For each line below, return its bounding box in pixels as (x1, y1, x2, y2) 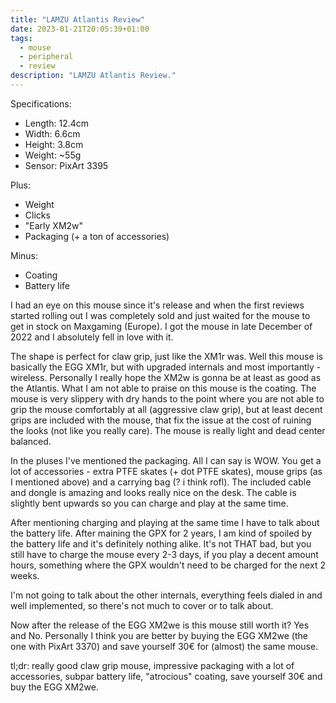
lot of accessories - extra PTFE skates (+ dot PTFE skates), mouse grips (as (10, 465, 323, 477)
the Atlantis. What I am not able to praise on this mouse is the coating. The (10, 382, 317, 394)
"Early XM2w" (24, 219, 84, 231)
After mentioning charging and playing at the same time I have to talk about (10, 516, 320, 528)
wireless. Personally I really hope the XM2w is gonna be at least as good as (10, 371, 322, 383)
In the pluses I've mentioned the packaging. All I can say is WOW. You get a (10, 454, 322, 466)
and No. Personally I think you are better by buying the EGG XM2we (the (10, 629, 308, 641)
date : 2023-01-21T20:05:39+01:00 (10, 24, 150, 34)
